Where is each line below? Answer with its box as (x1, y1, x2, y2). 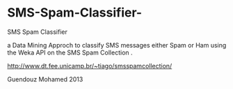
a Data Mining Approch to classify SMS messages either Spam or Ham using (7, 41, 227, 49)
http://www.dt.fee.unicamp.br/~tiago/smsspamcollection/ (7, 61, 172, 70)
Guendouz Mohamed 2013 (7, 75, 83, 83)
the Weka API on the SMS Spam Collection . (7, 48, 134, 57)
